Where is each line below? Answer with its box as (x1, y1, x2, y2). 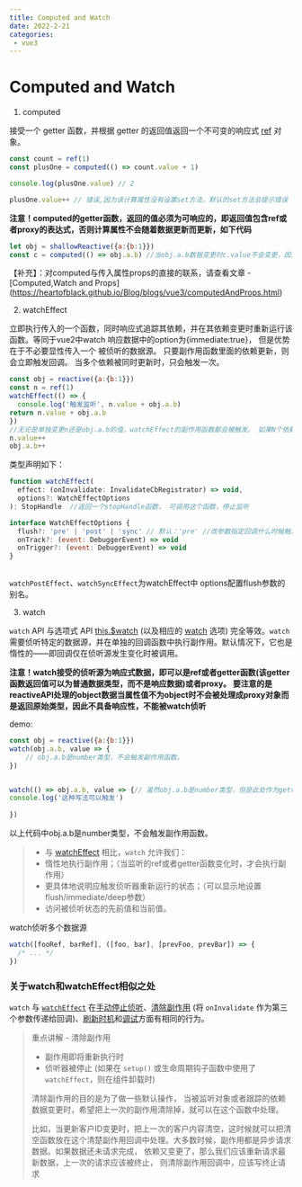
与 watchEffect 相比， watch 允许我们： (44, 847, 187, 858)
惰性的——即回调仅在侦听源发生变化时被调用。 (9, 648, 182, 659)
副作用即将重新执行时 (44, 1051, 124, 1062)
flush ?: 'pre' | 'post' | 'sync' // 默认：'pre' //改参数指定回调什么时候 (17, 527, 285, 536)
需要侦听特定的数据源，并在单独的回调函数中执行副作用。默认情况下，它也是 (9, 637, 293, 647)
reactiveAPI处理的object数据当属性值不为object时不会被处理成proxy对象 (9, 690, 281, 701)
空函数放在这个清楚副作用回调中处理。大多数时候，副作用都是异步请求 (31, 1134, 292, 1145)
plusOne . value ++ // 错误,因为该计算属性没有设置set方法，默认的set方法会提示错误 (9, 195, 289, 204)
